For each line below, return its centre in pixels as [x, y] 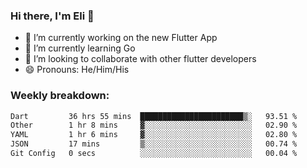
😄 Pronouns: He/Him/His [77, 70]
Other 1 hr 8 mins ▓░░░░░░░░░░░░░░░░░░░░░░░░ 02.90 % [154, 125]
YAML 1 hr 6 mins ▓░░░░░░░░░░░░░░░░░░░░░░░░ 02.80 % [154, 135]
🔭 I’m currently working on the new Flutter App [121, 38]
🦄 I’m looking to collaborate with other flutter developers [140, 59]
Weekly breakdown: [60, 96]
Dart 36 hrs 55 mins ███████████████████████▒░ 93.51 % [154, 116]
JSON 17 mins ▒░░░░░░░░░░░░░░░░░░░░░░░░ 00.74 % [154, 144]
